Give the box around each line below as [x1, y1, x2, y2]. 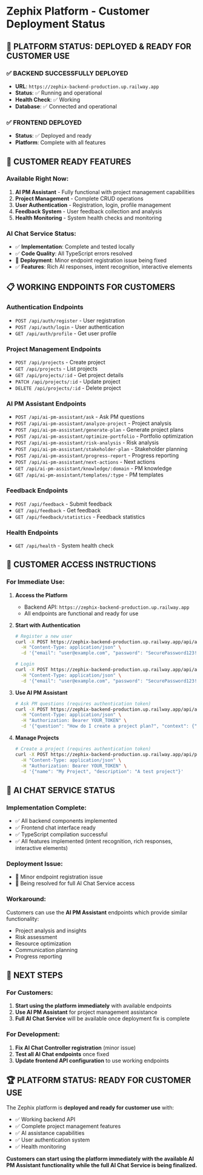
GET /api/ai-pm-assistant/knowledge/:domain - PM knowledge [15, 465, 172, 472]
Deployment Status [6, 17, 105, 31]
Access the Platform [15, 591, 68, 598]
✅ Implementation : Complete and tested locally [15, 243, 135, 250]
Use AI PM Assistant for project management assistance [15, 1008, 158, 1016]
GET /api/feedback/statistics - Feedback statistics [15, 513, 145, 520]
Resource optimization [15, 940, 72, 947]
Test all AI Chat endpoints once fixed [15, 1050, 110, 1057]
